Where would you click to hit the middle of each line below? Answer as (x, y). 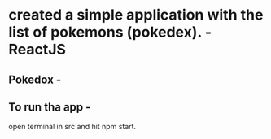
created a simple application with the (136, 15)
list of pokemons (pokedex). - (110, 32)
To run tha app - (50, 107)
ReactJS (37, 50)
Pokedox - (35, 79)
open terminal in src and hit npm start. (72, 127)
